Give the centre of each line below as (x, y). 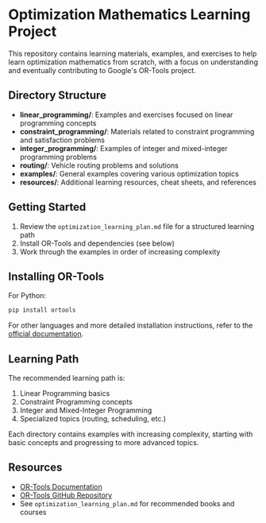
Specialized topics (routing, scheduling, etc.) (93, 419)
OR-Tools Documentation (61, 486)
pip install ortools (42, 310)
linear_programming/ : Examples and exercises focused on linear (126, 114)
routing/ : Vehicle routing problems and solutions (99, 165)
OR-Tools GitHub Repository (66, 495)
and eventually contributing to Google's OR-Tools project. (102, 70)
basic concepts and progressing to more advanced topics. (104, 443)
